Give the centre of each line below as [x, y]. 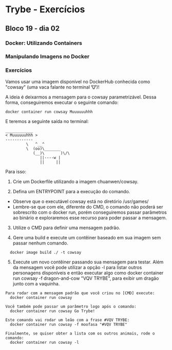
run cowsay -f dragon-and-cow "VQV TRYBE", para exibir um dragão [86, 278]
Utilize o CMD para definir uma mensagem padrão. [66, 228]
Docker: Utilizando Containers [44, 43]
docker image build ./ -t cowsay [46, 252]
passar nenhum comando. [40, 243]
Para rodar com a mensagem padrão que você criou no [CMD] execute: [80, 293]
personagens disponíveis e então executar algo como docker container [88, 273]
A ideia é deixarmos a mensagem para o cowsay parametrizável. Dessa [81, 97]
